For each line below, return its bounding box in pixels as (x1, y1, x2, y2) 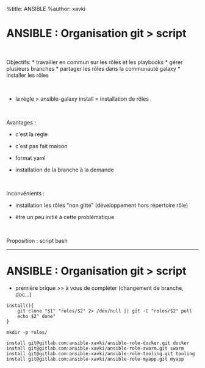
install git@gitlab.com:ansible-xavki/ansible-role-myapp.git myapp (6, 356, 184, 362)
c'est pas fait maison (15, 142, 68, 150)
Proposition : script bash (6, 237, 68, 244)
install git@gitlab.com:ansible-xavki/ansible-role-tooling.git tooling (6, 350, 195, 356)
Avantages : (6, 118, 37, 126)
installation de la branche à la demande (15, 166, 114, 173)
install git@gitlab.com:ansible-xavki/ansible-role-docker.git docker (6, 340, 190, 346)
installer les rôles (6, 71, 49, 79)
